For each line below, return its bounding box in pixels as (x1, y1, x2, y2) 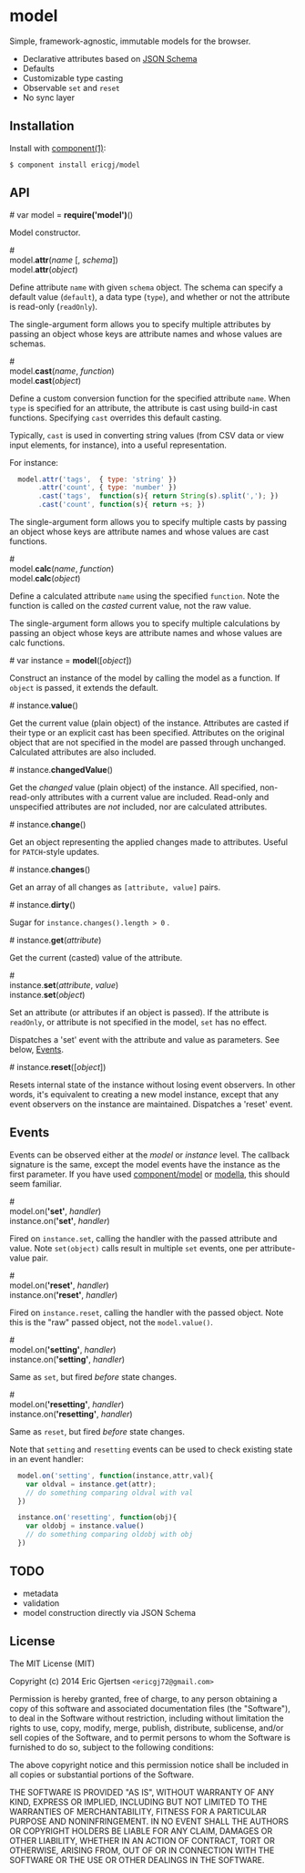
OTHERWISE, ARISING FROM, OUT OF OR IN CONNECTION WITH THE (9, 1845, 275, 1856)
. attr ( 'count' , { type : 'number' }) (37, 483, 178, 492)
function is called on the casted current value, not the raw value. (9, 601, 252, 612)
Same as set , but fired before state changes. (9, 1371, 178, 1382)
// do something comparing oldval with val (25, 1487, 194, 1497)
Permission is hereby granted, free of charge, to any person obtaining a (9, 1693, 278, 1704)
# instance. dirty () (9, 900, 76, 911)
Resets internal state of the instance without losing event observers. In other (9, 1079, 296, 1090)
